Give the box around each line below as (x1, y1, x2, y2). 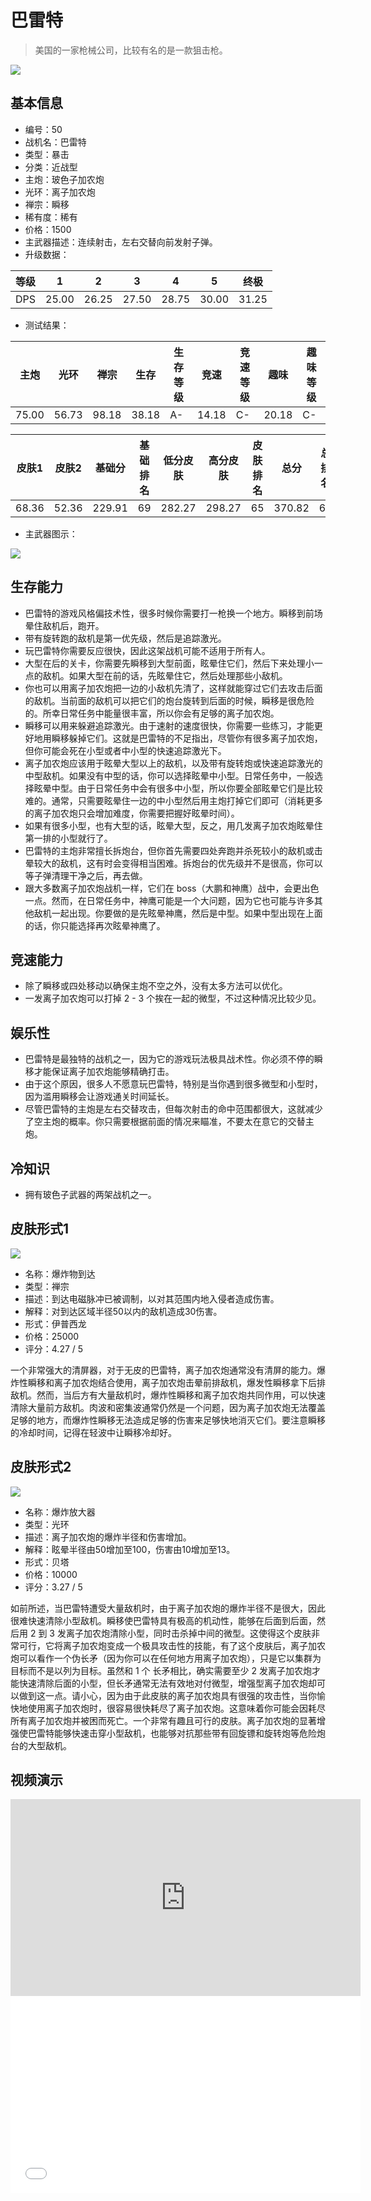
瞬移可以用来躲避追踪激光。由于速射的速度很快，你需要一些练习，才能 (24, 719, 315, 731)
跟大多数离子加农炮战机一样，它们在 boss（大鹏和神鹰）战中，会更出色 (24, 882, 320, 894)
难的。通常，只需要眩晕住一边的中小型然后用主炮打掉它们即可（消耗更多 (24, 794, 323, 806)
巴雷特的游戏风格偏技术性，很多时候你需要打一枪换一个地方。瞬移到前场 (24, 607, 323, 619)
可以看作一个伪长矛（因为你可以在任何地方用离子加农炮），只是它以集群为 (18, 1652, 322, 1664)
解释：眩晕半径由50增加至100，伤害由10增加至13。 (24, 1543, 236, 1555)
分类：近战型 (24, 161, 78, 173)
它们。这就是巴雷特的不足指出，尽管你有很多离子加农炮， (86, 732, 323, 744)
